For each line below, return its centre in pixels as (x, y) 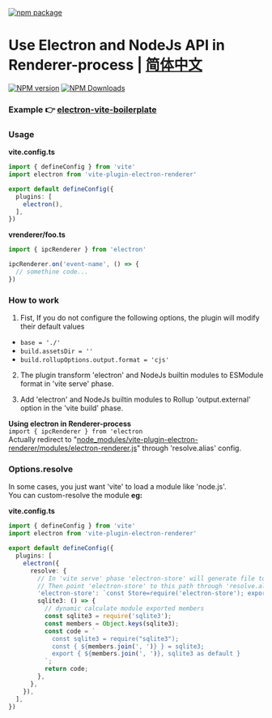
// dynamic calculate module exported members (124, 608)
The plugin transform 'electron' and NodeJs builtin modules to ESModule (142, 375)
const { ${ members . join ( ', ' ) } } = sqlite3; (128, 646)
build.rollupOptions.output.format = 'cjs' (95, 360)
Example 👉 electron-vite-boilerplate (83, 110)
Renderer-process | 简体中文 (106, 65)
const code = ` (70, 631)
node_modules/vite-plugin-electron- (137, 440)
